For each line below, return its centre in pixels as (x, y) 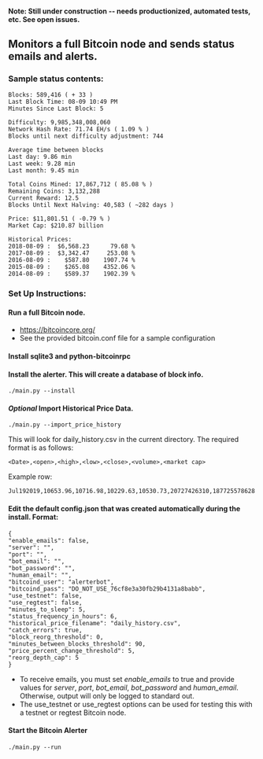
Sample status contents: (56, 79)
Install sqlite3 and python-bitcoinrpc (70, 356)
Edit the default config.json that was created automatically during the (124, 508)
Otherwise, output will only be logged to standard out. (107, 695)
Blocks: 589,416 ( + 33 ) (50, 95)
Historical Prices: (40, 240)
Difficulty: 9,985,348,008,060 (59, 123)
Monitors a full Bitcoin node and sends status (121, 44)
